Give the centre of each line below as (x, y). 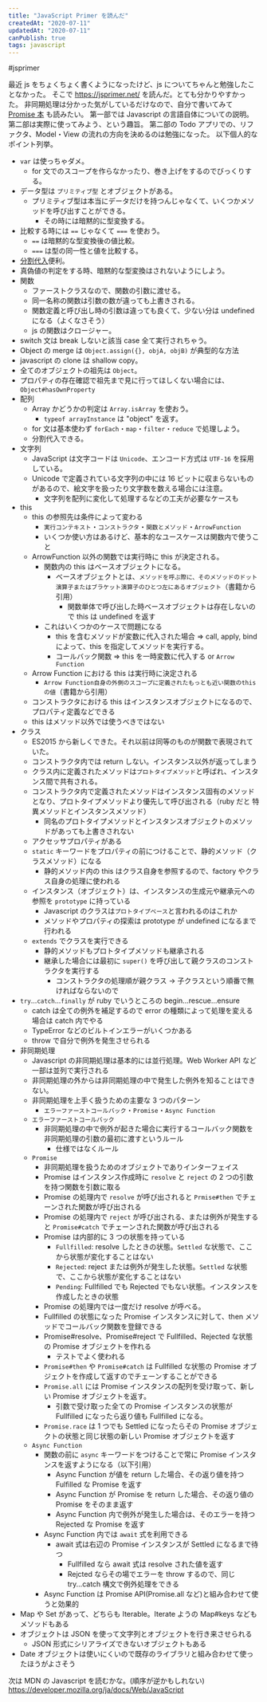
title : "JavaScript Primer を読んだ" (69, 16)
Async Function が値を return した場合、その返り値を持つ (150, 1475)
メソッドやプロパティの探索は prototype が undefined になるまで (150, 921)
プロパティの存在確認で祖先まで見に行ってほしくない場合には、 (124, 380)
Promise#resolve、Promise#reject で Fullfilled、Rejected (137, 1337)
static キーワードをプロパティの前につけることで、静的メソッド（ (141, 851)
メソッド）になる (74, 861)
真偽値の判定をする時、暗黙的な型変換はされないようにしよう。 (124, 271)
